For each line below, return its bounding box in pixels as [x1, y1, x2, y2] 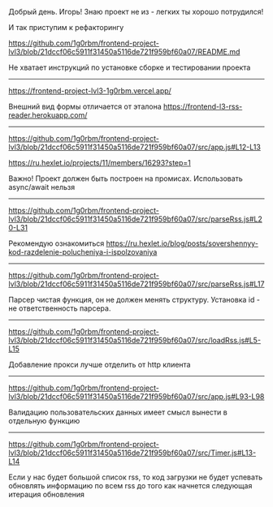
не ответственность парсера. [8, 303, 111, 313]
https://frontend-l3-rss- [162, 101, 243, 111]
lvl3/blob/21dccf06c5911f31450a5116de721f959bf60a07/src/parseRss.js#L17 [8, 279, 265, 289]
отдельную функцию [8, 416, 80, 425]
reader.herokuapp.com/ [8, 110, 88, 120]
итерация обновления [8, 490, 85, 499]
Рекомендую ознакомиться [8, 238, 105, 248]
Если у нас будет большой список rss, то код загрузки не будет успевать [8, 472, 262, 482]
